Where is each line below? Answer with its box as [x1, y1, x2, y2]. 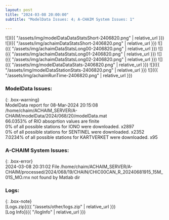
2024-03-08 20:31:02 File [5, 163, 60, 170]
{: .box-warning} [5, 96, 39, 102]
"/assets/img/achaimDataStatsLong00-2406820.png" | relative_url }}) [12, 46, 157, 52]
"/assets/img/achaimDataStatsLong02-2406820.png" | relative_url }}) [12, 57, 157, 63]
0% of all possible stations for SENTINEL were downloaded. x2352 [5, 129, 145, 135]
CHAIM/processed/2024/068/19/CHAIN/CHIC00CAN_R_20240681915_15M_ [5, 169, 163, 175]
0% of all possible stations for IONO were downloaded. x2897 [5, 123, 134, 129]
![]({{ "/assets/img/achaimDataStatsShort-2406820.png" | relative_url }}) [5, 40, 157, 46]
